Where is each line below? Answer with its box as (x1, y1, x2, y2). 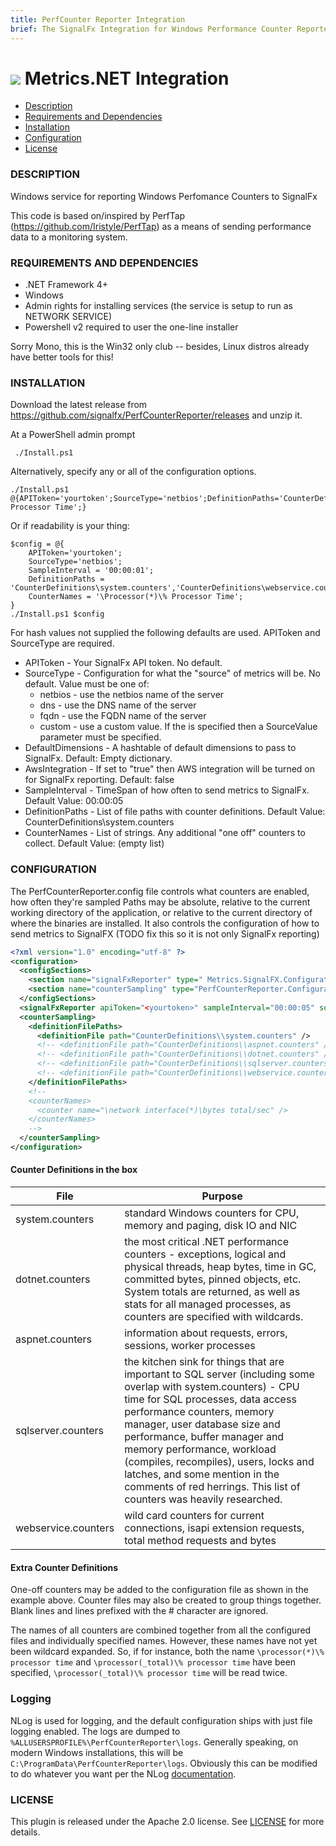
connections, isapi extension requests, (124, 1521, 305, 1535)
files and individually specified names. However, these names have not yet (10, 1635, 318, 1647)
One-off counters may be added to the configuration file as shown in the (10, 1584, 309, 1596)
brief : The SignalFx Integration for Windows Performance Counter (10, 24, 293, 34)
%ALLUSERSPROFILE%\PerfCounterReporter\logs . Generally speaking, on (10, 1736, 299, 1748)
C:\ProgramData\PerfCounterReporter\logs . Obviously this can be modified (10, 1757, 318, 1769)
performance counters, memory (124, 1405, 275, 1419)
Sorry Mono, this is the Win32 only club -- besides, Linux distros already (10, 341, 310, 353)
